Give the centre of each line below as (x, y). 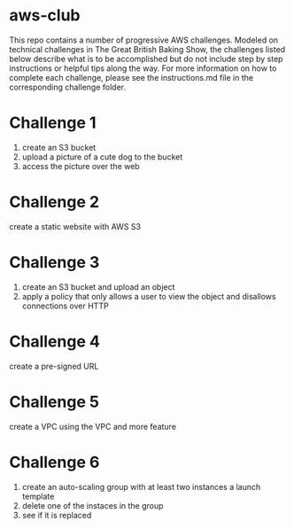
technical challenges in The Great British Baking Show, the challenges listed (147, 49)
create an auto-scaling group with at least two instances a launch (141, 486)
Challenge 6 (54, 462)
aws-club (45, 16)
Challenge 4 (54, 341)
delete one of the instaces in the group (93, 505)
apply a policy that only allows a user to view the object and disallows (149, 296)
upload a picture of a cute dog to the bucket (102, 157)
